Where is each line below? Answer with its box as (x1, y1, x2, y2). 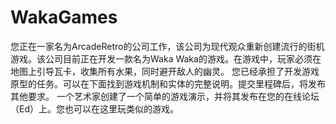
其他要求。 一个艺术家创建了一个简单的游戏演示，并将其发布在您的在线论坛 (10, 90, 320, 102)
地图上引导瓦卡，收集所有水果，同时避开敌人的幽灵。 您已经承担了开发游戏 (10, 65, 320, 77)
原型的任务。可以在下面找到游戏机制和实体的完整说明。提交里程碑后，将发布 (10, 77, 326, 90)
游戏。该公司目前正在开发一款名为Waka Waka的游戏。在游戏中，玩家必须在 (10, 52, 322, 65)
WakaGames (10, 6, 118, 29)
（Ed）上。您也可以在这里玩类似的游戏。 (10, 102, 179, 115)
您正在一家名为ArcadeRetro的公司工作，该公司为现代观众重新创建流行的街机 (10, 40, 325, 52)
